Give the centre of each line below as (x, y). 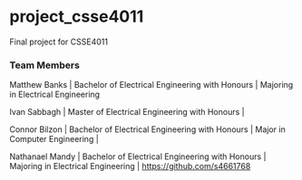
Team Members (44, 65)
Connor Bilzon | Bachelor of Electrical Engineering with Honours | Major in (147, 129)
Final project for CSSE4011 (59, 42)
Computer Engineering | (54, 139)
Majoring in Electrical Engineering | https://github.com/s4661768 (130, 166)
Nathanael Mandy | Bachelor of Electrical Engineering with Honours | (138, 156)
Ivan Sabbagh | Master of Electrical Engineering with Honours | (127, 112)
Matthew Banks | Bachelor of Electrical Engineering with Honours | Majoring (151, 85)
